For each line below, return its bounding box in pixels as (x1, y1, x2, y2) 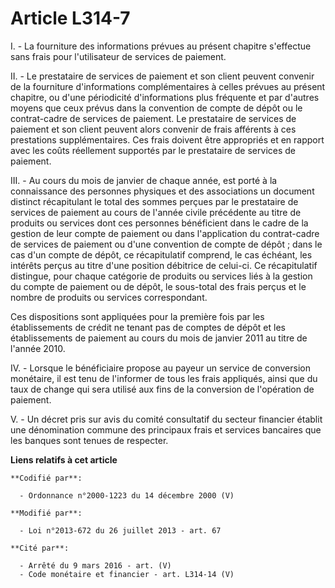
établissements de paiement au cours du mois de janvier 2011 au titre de (10, 332, 308, 344)
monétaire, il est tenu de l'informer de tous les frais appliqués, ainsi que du (10, 372, 318, 384)
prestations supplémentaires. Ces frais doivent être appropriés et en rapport (10, 133, 325, 146)
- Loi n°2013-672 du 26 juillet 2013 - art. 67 (19, 525, 222, 536)
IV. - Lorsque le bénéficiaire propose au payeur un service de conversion (10, 362, 311, 374)
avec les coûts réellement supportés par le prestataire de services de (10, 144, 296, 156)
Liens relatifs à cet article (10, 453, 118, 466)
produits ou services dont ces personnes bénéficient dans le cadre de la (10, 217, 309, 229)
